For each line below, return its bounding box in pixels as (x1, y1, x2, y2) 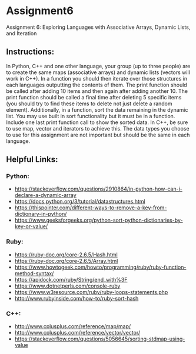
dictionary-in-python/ (14, 211, 67, 218)
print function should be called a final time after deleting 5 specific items (6, 93, 182, 101)
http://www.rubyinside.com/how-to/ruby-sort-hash (14, 295, 139, 302)
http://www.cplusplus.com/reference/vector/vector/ (14, 329, 140, 336)
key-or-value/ (14, 223, 48, 230)
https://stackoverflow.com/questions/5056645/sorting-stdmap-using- (14, 335, 185, 342)
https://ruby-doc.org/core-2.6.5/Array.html (14, 257, 118, 264)
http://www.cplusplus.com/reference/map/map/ (14, 323, 131, 330)
